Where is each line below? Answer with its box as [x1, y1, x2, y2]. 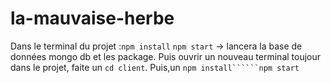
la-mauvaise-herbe [10, 7, 175, 30]
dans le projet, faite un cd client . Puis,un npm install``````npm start [10, 61, 300, 73]
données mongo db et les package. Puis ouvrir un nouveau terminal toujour [10, 50, 322, 62]
